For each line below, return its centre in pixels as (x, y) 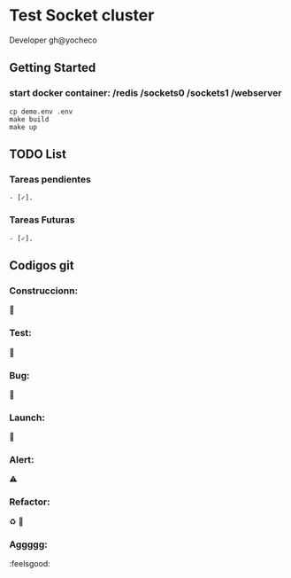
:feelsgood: (30, 564)
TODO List (38, 155)
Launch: (27, 418)
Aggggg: (28, 544)
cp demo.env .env (41, 112)
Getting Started (53, 68)
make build (29, 119)
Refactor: (30, 502)
